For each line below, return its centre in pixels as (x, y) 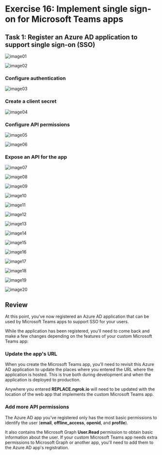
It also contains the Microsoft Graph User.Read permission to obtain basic (79, 432)
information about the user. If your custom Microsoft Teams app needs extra (81, 437)
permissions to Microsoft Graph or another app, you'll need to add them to (79, 442)
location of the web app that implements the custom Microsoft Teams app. (79, 394)
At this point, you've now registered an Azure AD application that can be (77, 316)
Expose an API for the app (36, 157)
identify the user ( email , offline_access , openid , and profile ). (67, 423)
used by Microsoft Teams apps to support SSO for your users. (67, 322)
